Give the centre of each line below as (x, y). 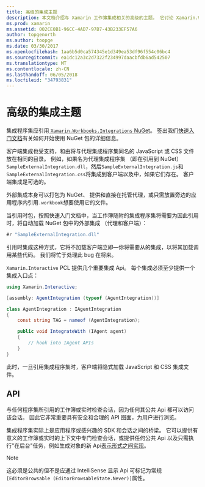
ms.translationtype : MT (37, 63)
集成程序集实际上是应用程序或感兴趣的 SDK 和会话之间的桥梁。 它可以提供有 (102, 430)
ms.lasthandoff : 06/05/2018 (42, 75)
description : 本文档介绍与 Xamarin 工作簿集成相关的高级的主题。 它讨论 (90, 18)
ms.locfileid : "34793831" (39, 80)
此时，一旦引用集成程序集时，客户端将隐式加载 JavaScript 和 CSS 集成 (95, 366)
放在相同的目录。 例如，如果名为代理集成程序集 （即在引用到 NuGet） (94, 159)
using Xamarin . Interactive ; (42, 287)
